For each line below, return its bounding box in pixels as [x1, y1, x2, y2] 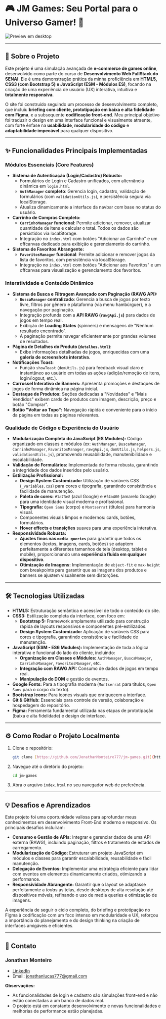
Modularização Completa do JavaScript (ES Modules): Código [12, 436, 142, 442]
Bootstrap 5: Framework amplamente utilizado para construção [19, 618, 149, 624]
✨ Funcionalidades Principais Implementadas [5, 147, 148, 155]
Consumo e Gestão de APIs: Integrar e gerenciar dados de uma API [12, 834, 151, 840]
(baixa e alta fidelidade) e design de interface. [12, 713, 106, 718]
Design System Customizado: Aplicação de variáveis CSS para [19, 628, 150, 634]
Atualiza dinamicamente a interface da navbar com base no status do [19, 204, 161, 210]
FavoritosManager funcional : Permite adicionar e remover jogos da [19, 252, 155, 257]
